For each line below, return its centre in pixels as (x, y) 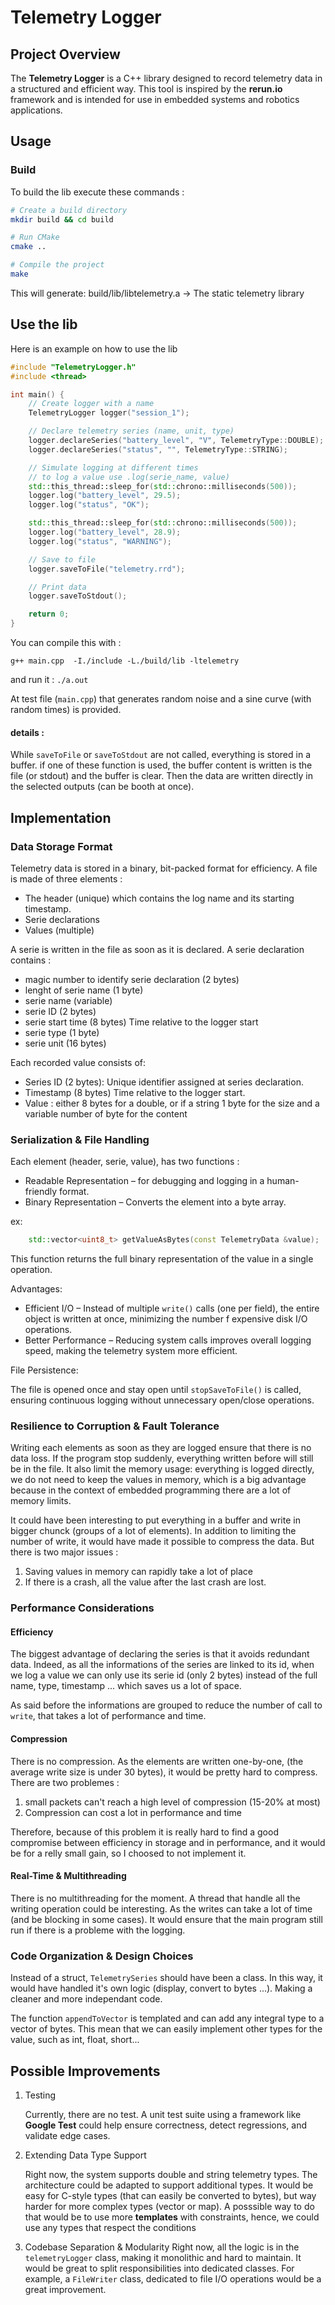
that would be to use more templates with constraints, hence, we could (172, 2217)
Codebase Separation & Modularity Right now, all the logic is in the (162, 2247)
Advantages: (36, 1289)
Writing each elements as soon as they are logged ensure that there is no (161, 1448)
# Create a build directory (69, 210)
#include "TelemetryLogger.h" (73, 367)
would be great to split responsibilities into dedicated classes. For (159, 2268)
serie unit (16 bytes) (65, 1043)
